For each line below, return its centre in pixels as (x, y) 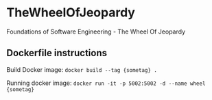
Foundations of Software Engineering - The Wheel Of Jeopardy (96, 32)
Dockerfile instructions (57, 53)
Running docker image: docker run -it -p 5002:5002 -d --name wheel (106, 83)
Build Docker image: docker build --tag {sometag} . (82, 69)
